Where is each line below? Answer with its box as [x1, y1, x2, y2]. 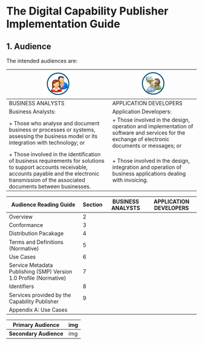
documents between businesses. [8, 183, 91, 190]
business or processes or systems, [8, 126, 95, 133]
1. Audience [6, 41, 51, 51]
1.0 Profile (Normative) [8, 274, 66, 281]
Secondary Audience [8, 330, 63, 337]
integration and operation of [112, 163, 182, 171]
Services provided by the [8, 291, 71, 298]
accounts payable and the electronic [8, 169, 100, 177]
